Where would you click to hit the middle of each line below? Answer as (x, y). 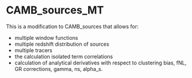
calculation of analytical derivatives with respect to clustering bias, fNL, (100, 63)
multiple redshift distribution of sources (62, 44)
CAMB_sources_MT (55, 10)
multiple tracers (33, 50)
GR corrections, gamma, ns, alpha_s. (59, 69)
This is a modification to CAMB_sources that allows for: (72, 26)
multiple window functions (46, 38)
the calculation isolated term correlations (64, 56)
